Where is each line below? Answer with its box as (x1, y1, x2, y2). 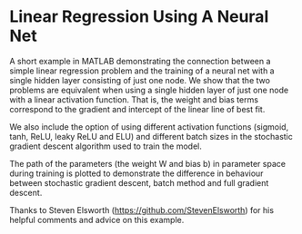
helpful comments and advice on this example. (9, 214, 185, 225)
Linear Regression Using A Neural (9, 6, 269, 27)
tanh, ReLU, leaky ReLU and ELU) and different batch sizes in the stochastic (9, 131, 294, 141)
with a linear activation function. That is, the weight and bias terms (9, 93, 259, 105)
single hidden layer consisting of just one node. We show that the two (9, 74, 271, 85)
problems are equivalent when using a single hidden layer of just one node (9, 84, 289, 95)
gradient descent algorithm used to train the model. (9, 141, 202, 151)
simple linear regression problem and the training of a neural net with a (9, 65, 275, 76)
